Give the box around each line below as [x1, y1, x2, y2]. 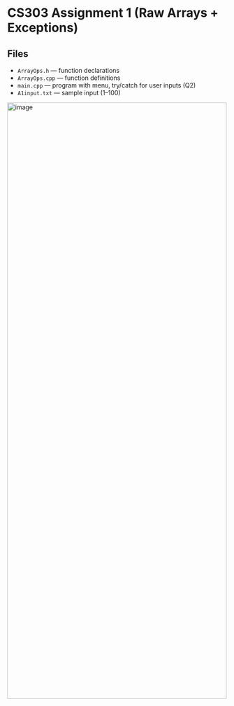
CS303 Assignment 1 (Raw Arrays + [7, 5, 219, 21]
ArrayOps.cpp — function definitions [17, 74, 121, 82]
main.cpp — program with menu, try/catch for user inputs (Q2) [17, 81, 196, 89]
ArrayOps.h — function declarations [17, 67, 120, 74]
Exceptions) [7, 20, 79, 36]
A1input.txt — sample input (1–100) [17, 89, 121, 97]
